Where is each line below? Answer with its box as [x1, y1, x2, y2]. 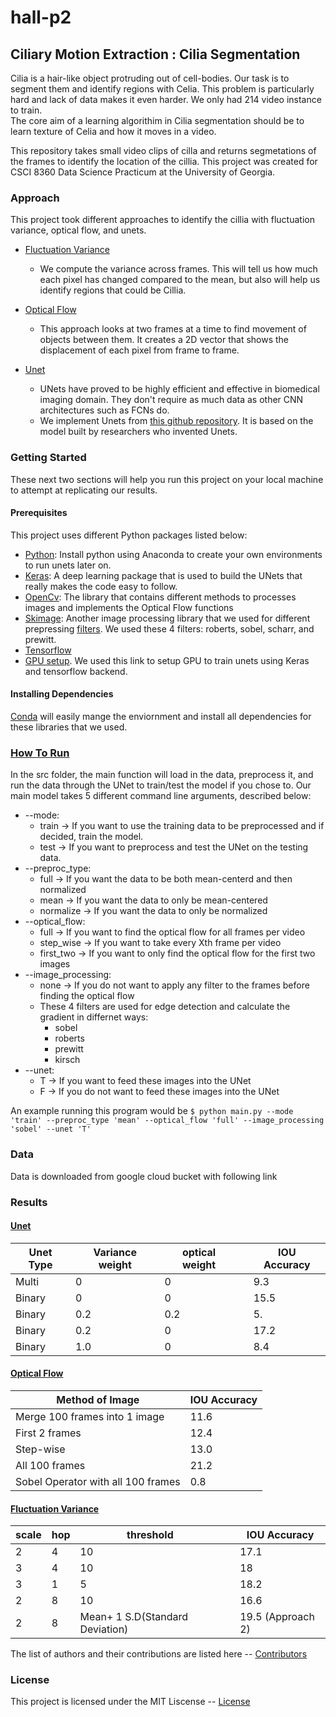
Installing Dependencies [10, 688, 114, 700]
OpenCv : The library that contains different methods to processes [24, 591, 297, 603]
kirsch [54, 1054, 81, 1066]
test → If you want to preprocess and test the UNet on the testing [39, 841, 309, 853]
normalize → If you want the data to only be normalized [39, 905, 268, 917]
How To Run [10, 746, 70, 760]
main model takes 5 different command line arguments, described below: [10, 790, 312, 802]
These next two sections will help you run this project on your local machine [10, 473, 324, 485]
